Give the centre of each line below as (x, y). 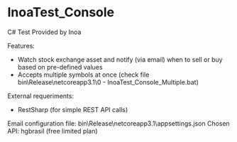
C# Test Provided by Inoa (44, 32)
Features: (21, 45)
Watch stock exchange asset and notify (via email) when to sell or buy (120, 59)
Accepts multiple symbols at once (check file (83, 75)
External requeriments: (41, 96)
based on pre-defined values (60, 67)
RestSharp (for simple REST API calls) (73, 109)
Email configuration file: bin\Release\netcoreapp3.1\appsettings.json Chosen (119, 123)
